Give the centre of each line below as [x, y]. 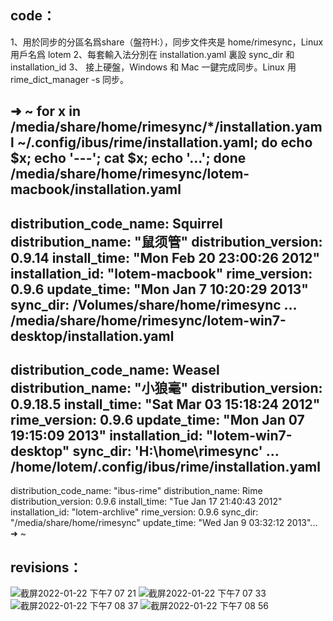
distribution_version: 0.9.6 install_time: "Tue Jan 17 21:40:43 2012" [146, 502]
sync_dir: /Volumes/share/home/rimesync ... [153, 304]
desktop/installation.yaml [92, 336]
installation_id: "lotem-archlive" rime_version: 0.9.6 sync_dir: [134, 512]
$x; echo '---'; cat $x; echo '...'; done [128, 158]
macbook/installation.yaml [96, 189]
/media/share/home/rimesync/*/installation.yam [166, 127]
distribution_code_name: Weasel [115, 369]
